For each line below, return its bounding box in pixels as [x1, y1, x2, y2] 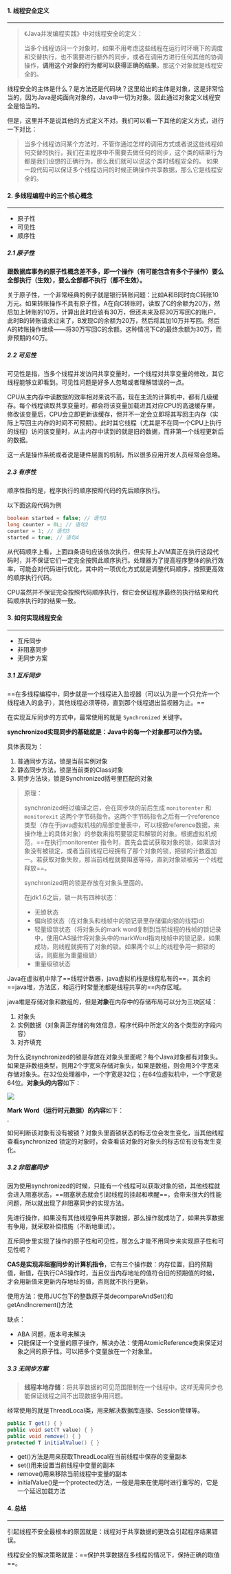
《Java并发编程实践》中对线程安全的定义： [23, 30, 143, 38]
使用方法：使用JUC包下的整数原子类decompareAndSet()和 [7, 1292, 173, 1300]
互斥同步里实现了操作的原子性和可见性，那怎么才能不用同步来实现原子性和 [7, 1237, 218, 1245]
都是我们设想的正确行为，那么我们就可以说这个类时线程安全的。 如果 [23, 157, 219, 166]
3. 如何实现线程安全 [7, 614, 63, 622]
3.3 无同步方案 [7, 1364, 49, 1373]
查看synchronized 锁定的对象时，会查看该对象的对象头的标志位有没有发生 [7, 1137, 217, 1145]
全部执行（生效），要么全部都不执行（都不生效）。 [7, 276, 146, 284]
